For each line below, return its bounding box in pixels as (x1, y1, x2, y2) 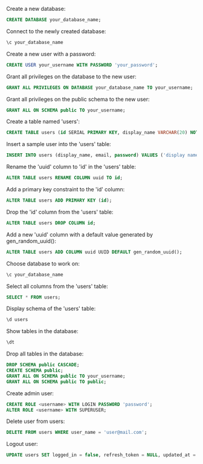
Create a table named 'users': (6, 118, 80, 126)
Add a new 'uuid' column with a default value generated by (6, 230, 153, 238)
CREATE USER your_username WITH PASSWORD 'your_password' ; (6, 62, 158, 68)
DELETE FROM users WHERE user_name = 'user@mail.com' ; (6, 430, 147, 436)
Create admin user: (6, 389, 54, 397)
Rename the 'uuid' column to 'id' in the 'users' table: (6, 163, 136, 171)
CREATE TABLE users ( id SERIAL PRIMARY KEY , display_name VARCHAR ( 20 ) (6, 130, 188, 136)
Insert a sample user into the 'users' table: (6, 141, 111, 148)
